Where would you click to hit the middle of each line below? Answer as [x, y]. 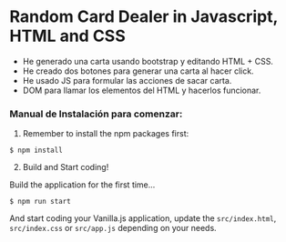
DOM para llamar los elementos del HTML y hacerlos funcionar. [142, 90]
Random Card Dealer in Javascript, [143, 17]
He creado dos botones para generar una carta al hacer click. [138, 71]
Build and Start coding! [66, 167]
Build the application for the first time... [82, 185]
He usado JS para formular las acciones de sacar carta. [127, 80]
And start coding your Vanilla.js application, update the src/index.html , [143, 218]
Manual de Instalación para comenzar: [96, 114]
